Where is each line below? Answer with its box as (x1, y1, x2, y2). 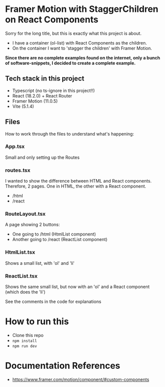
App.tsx (5, 143, 25, 150)
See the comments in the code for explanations (5, 298, 101, 305)
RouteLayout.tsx (5, 210, 46, 217)
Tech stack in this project (5, 74, 84, 83)
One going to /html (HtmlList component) (12, 231, 96, 237)
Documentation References (5, 360, 121, 372)
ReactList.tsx (5, 272, 38, 279)
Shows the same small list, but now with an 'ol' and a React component (5, 284, 150, 290)
